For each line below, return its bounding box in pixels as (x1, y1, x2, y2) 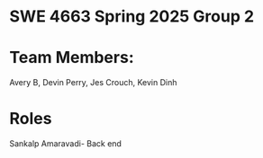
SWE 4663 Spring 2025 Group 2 (9, 6, 255, 27)
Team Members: (9, 48, 134, 68)
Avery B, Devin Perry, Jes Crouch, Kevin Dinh (9, 77, 177, 88)
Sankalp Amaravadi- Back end (9, 138, 122, 149)
